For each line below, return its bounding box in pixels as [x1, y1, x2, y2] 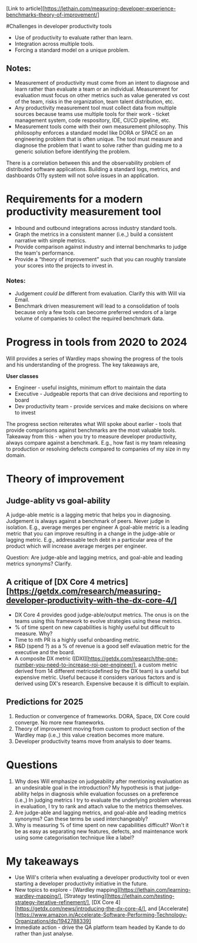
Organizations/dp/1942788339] [14, 918, 91, 925]
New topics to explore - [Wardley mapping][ [14, 887, 122, 894]
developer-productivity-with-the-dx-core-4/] [6, 595, 178, 605]
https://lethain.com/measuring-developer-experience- [44, 5, 176, 12]
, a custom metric [135, 661, 178, 668]
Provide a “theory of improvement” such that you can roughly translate [14, 255, 186, 262]
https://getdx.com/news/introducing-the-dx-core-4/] [16, 905, 145, 912]
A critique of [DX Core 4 [6, 577, 95, 587]
